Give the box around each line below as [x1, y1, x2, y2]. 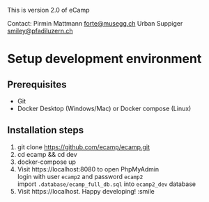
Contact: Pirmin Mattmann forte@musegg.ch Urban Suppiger [7, 19, 183, 27]
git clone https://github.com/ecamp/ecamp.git [17, 142, 150, 151]
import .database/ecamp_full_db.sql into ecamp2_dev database [17, 180, 196, 188]
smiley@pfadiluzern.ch [7, 27, 73, 35]
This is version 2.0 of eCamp [7, 6, 90, 14]
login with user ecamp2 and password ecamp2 [17, 172, 144, 180]
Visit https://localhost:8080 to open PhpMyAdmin [17, 165, 160, 173]
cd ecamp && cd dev [17, 150, 78, 158]
